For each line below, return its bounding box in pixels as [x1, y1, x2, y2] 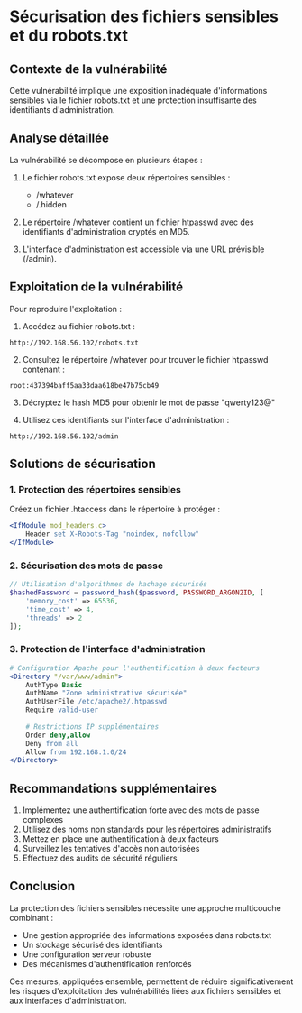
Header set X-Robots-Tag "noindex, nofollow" [25, 530, 200, 539]
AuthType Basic [25, 680, 83, 689]
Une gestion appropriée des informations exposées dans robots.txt [22, 929, 272, 940]
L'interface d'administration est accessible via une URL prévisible [22, 244, 265, 254]
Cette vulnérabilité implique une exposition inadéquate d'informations [9, 86, 268, 96]
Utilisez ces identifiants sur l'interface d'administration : [22, 414, 230, 425]
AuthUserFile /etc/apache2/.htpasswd [25, 697, 168, 706]
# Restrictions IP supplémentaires [25, 722, 160, 732]
